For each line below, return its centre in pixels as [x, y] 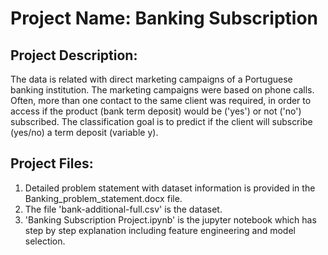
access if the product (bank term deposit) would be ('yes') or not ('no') [156, 111]
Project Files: [52, 163]
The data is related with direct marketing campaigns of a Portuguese [151, 79]
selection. [45, 241]
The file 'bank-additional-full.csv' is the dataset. [123, 209]
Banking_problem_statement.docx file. [103, 198]
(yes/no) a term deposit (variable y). [84, 132]
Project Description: [74, 55]
